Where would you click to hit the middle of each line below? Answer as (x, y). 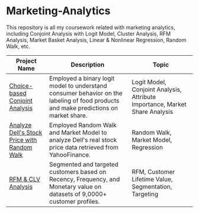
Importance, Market (159, 104)
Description (88, 65)
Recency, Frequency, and (85, 179)
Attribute (144, 97)
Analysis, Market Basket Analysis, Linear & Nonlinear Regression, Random (96, 40)
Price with (23, 139)
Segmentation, (152, 186)
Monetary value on (76, 186)
